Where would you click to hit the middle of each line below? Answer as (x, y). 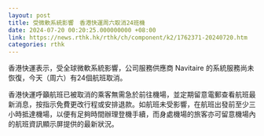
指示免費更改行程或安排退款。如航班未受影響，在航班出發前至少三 (149, 105)
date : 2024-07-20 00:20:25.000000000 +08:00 (82, 30)
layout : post (29, 15)
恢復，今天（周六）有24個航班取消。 (68, 78)
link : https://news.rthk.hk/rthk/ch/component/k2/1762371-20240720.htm (128, 37)
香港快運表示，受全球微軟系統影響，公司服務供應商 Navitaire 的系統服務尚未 (131, 68)
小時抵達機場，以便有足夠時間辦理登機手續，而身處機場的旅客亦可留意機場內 (132, 114)
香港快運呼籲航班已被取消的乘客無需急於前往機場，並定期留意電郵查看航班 (128, 94)
